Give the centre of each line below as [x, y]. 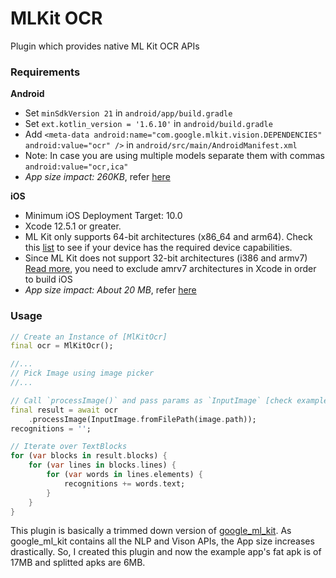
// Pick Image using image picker [82, 373]
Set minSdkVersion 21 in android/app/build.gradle [128, 113]
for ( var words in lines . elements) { [124, 475]
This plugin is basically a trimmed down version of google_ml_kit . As [151, 531]
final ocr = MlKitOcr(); [62, 346]
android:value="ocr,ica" [76, 167]
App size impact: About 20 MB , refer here [110, 290]
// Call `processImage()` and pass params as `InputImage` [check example [169, 400]
